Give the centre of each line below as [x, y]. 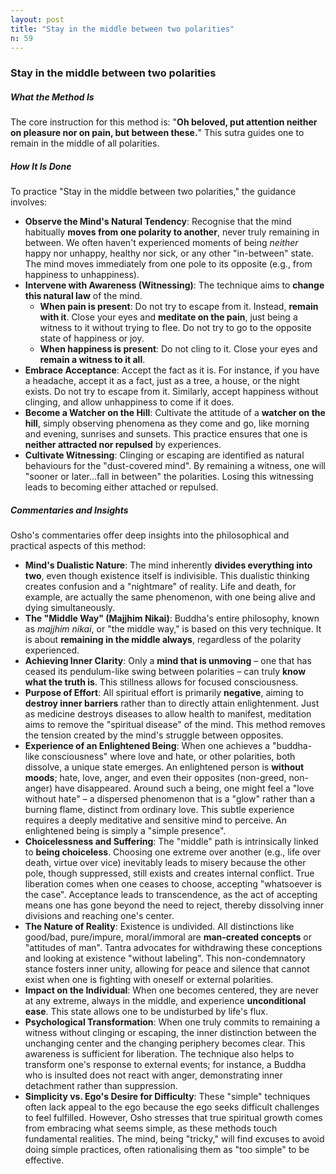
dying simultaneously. [70, 608]
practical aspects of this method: [78, 546]
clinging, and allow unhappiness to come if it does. [129, 402]
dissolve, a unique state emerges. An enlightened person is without [164, 767]
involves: [29, 202]
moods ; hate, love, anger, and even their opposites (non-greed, [155, 778]
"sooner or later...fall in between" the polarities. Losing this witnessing [169, 477]
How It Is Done [41, 166]
